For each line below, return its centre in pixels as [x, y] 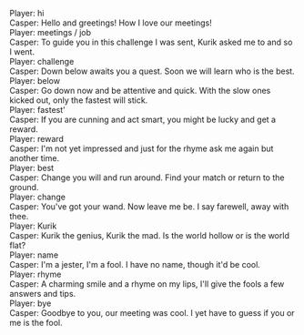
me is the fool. [36, 323]
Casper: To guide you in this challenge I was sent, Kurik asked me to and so [151, 42]
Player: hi [27, 13]
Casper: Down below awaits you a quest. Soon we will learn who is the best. [152, 71]
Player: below [35, 81]
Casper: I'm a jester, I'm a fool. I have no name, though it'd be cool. [135, 264]
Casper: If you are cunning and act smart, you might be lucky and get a [142, 119]
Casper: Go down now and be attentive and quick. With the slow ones [140, 91]
